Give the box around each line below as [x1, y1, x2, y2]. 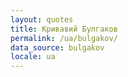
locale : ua [10, 52, 56, 62]
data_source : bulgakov [10, 42, 105, 53]
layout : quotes [10, 14, 74, 25]
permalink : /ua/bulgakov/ [10, 33, 118, 43]
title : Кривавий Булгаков [10, 24, 118, 34]
